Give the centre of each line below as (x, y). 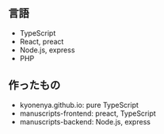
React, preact (42, 41)
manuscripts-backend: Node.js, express (85, 121)
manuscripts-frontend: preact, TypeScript (88, 113)
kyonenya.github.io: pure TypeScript (79, 105)
